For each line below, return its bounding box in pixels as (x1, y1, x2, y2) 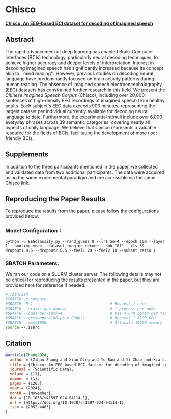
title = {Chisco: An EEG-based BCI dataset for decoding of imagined (10, 362, 160, 367)
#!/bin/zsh (5, 292, 28, 297)
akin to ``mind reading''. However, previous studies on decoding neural (5, 70, 154, 76)
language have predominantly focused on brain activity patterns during (5, 75, 154, 82)
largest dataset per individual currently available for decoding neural (5, 108, 149, 114)
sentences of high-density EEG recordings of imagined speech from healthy (5, 97, 165, 103)
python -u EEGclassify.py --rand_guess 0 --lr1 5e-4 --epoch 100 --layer (5, 239, 165, 244)
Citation (5, 339, 32, 348)
